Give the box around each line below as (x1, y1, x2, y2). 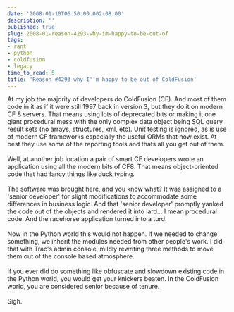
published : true (7, 23, 55, 30)
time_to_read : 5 (7, 69, 55, 76)
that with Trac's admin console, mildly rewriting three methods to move (7, 244, 214, 254)
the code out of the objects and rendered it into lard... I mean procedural (7, 207, 217, 216)
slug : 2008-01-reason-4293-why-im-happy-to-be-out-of (7, 30, 169, 37)
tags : (7, 37, 23, 44)
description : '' (7, 17, 55, 24)
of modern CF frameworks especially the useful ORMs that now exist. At (7, 132, 217, 141)
